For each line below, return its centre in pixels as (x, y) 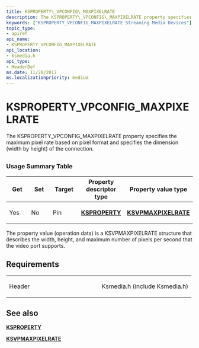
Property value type (158, 189)
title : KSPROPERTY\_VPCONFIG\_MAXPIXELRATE (61, 12)
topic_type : (21, 28)
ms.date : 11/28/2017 (32, 72)
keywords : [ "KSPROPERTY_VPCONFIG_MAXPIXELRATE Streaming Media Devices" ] (99, 23)
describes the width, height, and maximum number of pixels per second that (99, 239)
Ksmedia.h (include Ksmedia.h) (145, 286)
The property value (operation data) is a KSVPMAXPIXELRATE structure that (99, 233)
